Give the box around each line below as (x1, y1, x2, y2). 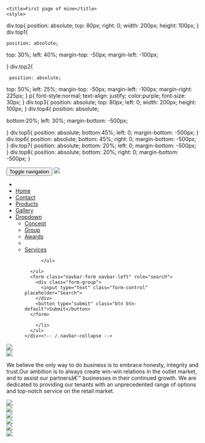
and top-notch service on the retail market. (6, 387, 114, 395)
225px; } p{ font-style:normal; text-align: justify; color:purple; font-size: (6, 92, 187, 99)
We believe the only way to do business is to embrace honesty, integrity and (6, 361, 199, 368)
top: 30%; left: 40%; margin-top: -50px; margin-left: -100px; (6, 51, 158, 58)
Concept (24, 220, 47, 227)
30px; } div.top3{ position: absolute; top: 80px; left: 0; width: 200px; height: (6, 99, 197, 106)
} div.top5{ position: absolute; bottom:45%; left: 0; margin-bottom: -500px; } (6, 129, 199, 136)
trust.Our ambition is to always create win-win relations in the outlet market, (6, 368, 197, 375)
